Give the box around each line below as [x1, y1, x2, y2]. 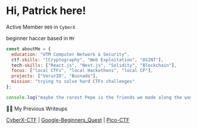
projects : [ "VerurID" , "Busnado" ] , [11, 73, 98, 79]
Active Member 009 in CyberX [6, 23, 76, 30]
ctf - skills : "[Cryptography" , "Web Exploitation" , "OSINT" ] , [11, 57, 164, 62]
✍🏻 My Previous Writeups [6, 105, 67, 112]
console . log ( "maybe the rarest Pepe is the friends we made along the [6, 95, 182, 100]
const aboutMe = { [6, 46, 51, 52]
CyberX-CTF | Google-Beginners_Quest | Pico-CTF [6, 116, 130, 123]
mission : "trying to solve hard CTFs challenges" [11, 79, 135, 85]
